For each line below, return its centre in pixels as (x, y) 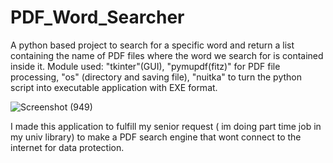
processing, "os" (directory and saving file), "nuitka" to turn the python (156, 77)
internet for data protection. (67, 147)
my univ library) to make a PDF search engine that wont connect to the (156, 137)
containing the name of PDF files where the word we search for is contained (167, 55)
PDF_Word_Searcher (97, 17)
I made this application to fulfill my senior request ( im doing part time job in (166, 126)
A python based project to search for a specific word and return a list (152, 45)
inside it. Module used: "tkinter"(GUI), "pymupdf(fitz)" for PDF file (145, 66)
